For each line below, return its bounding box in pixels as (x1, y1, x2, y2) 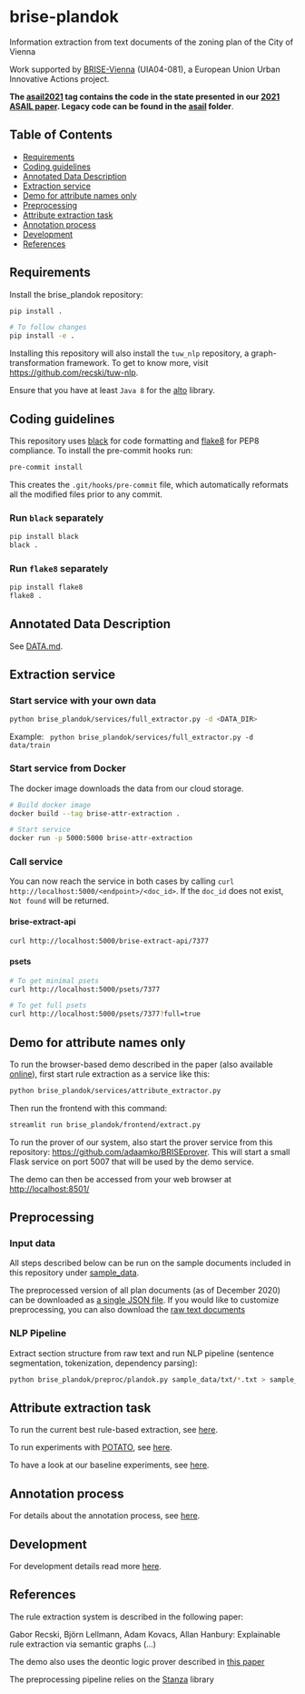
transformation (9, 358, 65, 369)
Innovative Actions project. (9, 73, 110, 84)
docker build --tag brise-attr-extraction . (9, 808, 181, 818)
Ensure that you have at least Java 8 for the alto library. (9, 385, 216, 396)
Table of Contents (9, 127, 113, 143)
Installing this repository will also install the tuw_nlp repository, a (9, 348, 250, 359)
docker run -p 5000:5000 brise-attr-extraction (9, 834, 193, 843)
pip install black (9, 533, 79, 542)
